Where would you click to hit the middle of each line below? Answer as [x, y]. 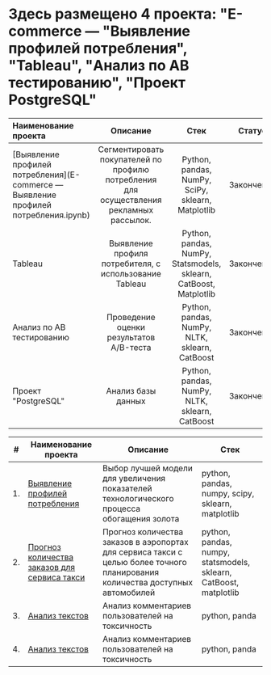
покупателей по [131, 159]
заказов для [51, 567]
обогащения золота [141, 518]
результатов [131, 337]
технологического [138, 498]
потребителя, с [131, 264]
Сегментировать [131, 149]
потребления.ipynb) [51, 215]
